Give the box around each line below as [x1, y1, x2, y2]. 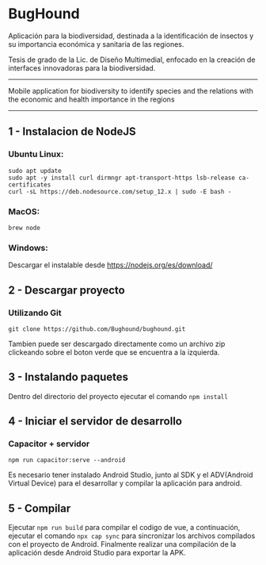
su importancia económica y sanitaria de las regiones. [8, 39, 184, 48]
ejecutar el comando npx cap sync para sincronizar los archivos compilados [8, 531, 256, 540]
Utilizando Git [8, 307, 62, 318]
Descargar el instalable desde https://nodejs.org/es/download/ [8, 260, 213, 270]
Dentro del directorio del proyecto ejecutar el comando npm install [8, 391, 228, 401]
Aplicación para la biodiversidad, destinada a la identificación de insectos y [8, 31, 254, 40]
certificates [8, 180, 51, 189]
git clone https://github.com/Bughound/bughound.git [8, 325, 186, 333]
